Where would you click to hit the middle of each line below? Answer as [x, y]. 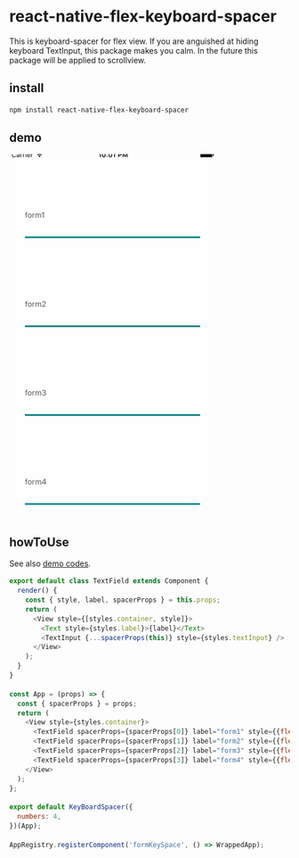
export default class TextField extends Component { [109, 581]
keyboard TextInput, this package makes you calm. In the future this [133, 50]
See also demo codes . [50, 563]
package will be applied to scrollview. [78, 60]
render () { [37, 591]
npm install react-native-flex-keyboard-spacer [99, 110]
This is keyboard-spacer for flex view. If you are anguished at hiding [134, 41]
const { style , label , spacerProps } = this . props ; [123, 600]
